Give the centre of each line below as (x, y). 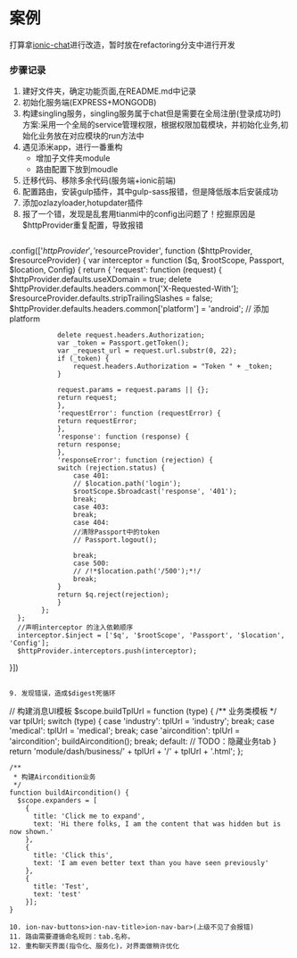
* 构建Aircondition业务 (54, 778)
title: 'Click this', (73, 855)
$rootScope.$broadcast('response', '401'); (155, 492)
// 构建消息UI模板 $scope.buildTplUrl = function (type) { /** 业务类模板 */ (143, 712)
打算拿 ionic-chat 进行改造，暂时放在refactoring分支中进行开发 (123, 45)
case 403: (91, 507)
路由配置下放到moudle (77, 170)
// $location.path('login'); (127, 484)
